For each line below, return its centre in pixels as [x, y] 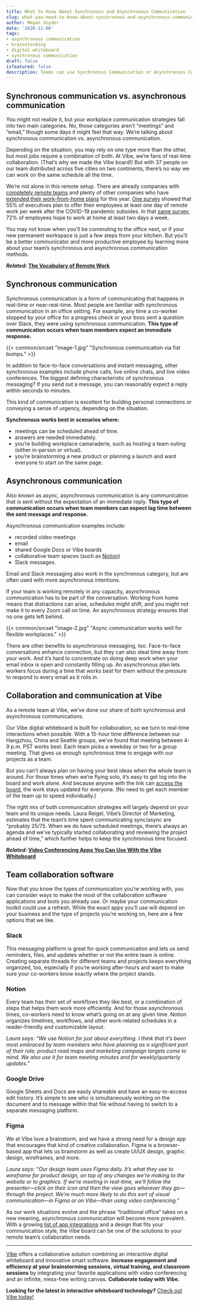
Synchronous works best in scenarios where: [63, 420]
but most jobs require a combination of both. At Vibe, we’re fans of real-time [99, 156]
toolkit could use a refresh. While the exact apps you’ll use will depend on [95, 908]
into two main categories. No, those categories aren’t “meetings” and [90, 126]
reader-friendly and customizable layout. [55, 1026]
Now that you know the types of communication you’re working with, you [95, 889]
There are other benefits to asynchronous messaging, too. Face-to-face [93, 645]
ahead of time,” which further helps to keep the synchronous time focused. [97, 838]
